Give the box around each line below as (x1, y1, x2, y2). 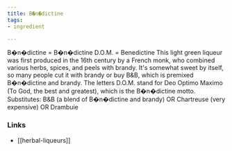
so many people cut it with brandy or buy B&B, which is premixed (7, 71, 194, 80)
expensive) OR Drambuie (7, 103, 78, 112)
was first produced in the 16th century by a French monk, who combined (7, 56, 215, 64)
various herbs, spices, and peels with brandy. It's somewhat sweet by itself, (7, 64, 224, 72)
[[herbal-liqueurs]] (17, 136, 71, 144)
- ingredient (7, 23, 45, 30)
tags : (7, 17, 23, 24)
